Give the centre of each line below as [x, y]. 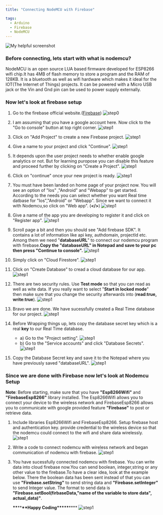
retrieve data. [19, 413]
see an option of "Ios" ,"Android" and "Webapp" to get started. [75, 190]
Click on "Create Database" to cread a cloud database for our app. [79, 269]
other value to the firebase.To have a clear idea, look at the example [80, 472]
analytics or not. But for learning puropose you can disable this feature [83, 161]
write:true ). [24, 299]
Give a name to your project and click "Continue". [62, 146]
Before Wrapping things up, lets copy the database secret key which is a [85, 323]
